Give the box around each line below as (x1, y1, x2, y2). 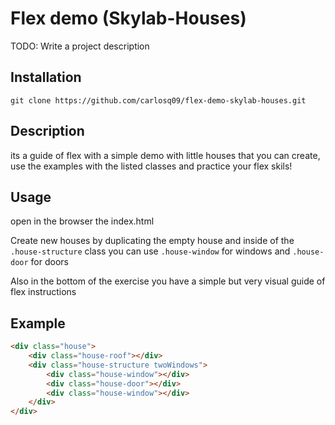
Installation (10, 69, 82, 86)
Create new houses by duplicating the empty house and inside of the (10, 235, 295, 247)
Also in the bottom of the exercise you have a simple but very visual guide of (10, 275, 326, 287)
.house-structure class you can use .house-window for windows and (10, 245, 291, 257)
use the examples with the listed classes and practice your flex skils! (10, 160, 293, 172)
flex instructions (10, 286, 77, 298)
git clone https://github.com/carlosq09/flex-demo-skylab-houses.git (10, 95, 307, 106)
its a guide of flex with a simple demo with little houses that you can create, (10, 149, 321, 161)
